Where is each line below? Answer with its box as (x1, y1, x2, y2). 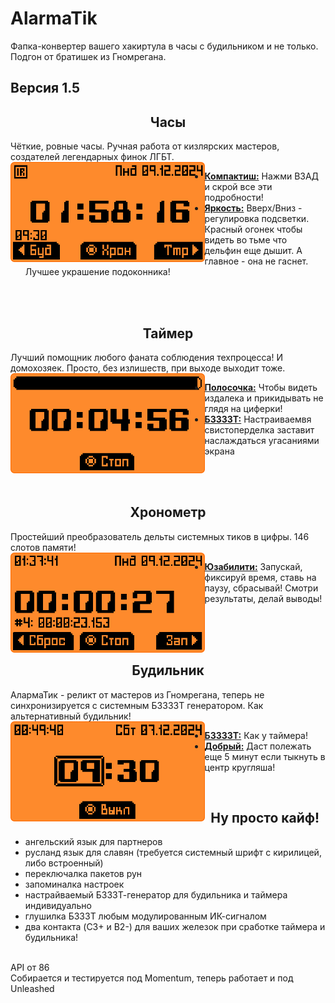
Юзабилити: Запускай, (204, 560, 303, 572)
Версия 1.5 (10, 80, 81, 97)
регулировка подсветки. (204, 213, 310, 225)
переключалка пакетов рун (24, 868, 143, 880)
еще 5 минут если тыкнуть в (204, 750, 326, 762)
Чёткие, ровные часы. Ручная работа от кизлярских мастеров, (10, 140, 280, 152)
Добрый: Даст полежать (204, 740, 312, 752)
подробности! (204, 192, 264, 204)
